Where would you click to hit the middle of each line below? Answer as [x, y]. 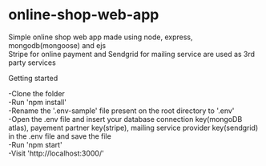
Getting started [33, 78]
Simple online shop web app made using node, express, [101, 37]
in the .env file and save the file [60, 136]
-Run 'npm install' [37, 102]
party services [32, 63]
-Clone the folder [37, 93]
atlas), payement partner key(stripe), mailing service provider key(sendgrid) [133, 128]
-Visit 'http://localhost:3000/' [56, 153]
